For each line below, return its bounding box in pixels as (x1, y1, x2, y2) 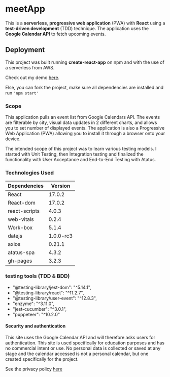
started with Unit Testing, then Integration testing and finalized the (5, 151, 144, 157)
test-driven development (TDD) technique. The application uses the (5, 25, 149, 31)
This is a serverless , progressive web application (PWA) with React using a (5, 20, 165, 26)
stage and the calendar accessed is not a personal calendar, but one (5, 350, 149, 357)
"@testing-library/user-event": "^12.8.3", (12, 295, 97, 301)
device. (5, 136, 21, 142)
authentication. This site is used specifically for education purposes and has (5, 340, 165, 346)
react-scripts (8, 208, 40, 215)
